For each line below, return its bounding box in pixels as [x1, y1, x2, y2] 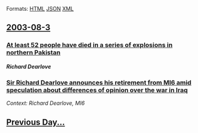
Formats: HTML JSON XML [6, 5, 74, 12]
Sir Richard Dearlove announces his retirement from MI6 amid [6, 78, 192, 87]
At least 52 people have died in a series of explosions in [6, 40, 173, 49]
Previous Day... [6, 117, 65, 127]
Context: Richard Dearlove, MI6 [6, 99, 85, 107]
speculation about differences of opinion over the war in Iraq [6, 85, 188, 94]
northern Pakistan [6, 48, 61, 57]
